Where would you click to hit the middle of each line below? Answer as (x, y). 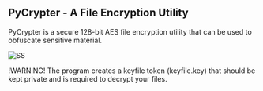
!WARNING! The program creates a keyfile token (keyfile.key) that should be (132, 71)
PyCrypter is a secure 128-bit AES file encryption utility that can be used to (130, 31)
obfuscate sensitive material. (55, 40)
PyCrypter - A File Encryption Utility (98, 13)
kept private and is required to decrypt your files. (88, 78)
